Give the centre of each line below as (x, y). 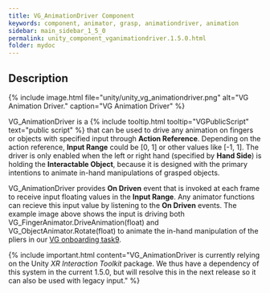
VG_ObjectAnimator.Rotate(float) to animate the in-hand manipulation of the (133, 230)
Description (38, 78)
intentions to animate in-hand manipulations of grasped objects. (114, 173)
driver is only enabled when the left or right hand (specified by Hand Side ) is (135, 155)
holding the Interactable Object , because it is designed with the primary (128, 164)
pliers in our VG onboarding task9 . (65, 239)
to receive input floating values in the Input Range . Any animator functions (132, 197)
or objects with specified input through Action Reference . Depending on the (135, 138)
